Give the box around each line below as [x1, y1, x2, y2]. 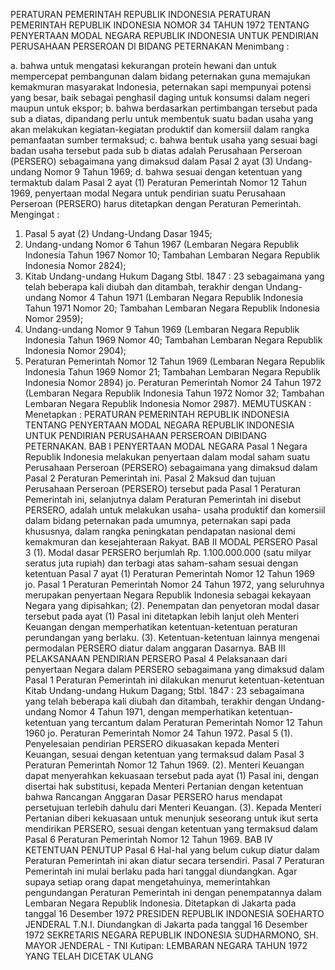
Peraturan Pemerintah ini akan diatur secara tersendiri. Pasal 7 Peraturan [24, 855, 325, 866]
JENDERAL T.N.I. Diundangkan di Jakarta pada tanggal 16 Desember [24, 919, 308, 930]
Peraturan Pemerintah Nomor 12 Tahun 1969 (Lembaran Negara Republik [24, 355, 326, 367]
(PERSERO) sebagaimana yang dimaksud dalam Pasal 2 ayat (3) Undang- [10, 155, 313, 167]
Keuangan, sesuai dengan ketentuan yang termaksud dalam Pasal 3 [24, 749, 305, 760]
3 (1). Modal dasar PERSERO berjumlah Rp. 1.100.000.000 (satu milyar [24, 547, 312, 558]
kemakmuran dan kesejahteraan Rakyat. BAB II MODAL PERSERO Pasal [24, 536, 318, 548]
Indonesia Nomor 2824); [24, 260, 127, 271]
